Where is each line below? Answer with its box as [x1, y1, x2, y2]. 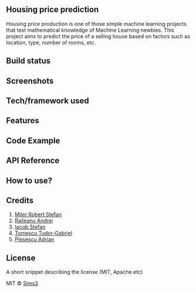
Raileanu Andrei [14, 217, 53, 225]
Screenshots [6, 76, 54, 86]
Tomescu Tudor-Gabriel [14, 230, 72, 237]
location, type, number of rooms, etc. [6, 39, 96, 46]
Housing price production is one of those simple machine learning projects [6, 20, 187, 27]
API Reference [6, 155, 60, 166]
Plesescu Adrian [14, 236, 55, 243]
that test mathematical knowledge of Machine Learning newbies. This [6, 26, 174, 33]
